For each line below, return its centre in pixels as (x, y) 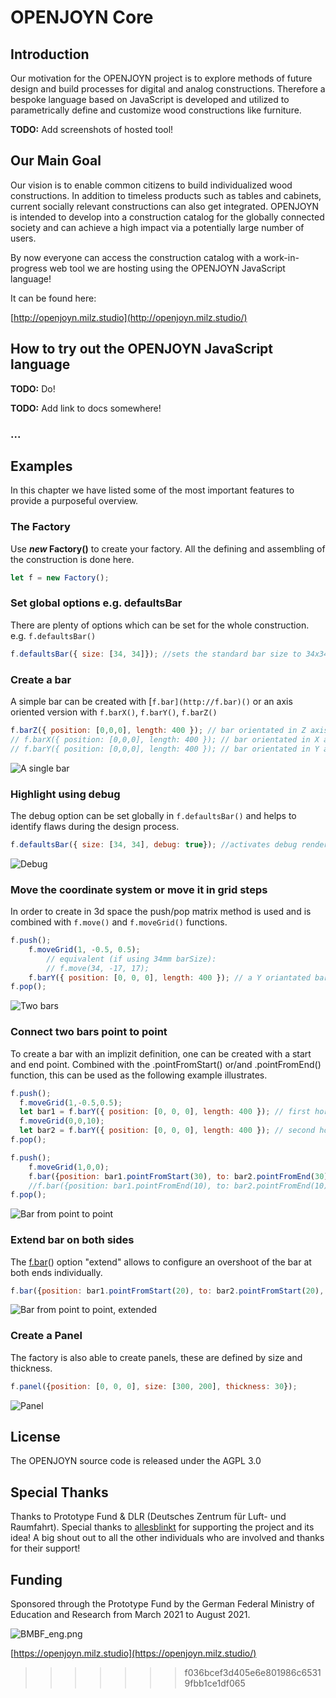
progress (29, 268)
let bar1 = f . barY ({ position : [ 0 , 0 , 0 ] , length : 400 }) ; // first (165, 1112)
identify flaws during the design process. (95, 826)
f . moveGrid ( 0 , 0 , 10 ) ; (62, 1121)
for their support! (45, 1548)
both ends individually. (56, 1272)
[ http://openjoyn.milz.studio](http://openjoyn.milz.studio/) (129, 317)
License (35, 1437)
